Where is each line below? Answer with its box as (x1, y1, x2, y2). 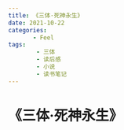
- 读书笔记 (36, 70, 67, 78)
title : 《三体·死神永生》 (8, 11, 84, 20)
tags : (8, 41, 26, 49)
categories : (8, 26, 47, 34)
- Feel (32, 33, 55, 42)
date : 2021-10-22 (8, 19, 65, 27)
